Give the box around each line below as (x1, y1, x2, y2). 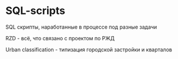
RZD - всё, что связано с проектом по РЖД (5, 34, 115, 41)
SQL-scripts (5, 4, 66, 18)
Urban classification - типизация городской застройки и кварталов (5, 46, 173, 53)
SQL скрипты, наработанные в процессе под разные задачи (5, 23, 157, 30)
